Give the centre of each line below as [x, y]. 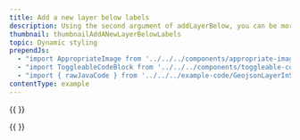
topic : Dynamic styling [54, 42]
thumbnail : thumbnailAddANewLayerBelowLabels [95, 34]
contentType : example [50, 84]
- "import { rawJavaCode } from [78, 76]
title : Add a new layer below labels [79, 17]
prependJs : [29, 51]
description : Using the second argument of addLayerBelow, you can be [143, 26]
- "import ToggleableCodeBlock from [85, 68]
